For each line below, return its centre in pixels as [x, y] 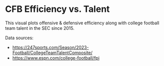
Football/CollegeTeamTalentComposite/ [52, 53]
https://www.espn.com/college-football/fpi [56, 58]
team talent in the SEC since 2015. [40, 28]
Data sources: [19, 38]
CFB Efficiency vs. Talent [58, 9]
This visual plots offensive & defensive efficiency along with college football [82, 23]
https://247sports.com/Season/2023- [50, 47]
